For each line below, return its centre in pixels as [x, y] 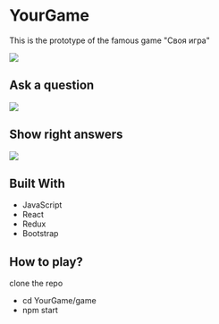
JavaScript [42, 205]
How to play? [46, 262]
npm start [40, 311]
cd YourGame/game [59, 301]
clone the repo [36, 284]
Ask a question [52, 85]
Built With [37, 183]
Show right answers [66, 135]
